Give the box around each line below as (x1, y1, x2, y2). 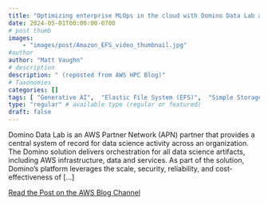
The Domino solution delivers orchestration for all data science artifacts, (8, 147, 246, 156)
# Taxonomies (8, 78, 52, 86)
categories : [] (8, 85, 59, 94)
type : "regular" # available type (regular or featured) (8, 101, 202, 108)
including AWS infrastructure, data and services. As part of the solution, (8, 156, 245, 164)
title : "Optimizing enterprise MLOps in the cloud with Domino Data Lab (8, 11, 255, 20)
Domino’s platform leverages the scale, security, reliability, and (8, 164, 214, 173)
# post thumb (8, 26, 52, 34)
